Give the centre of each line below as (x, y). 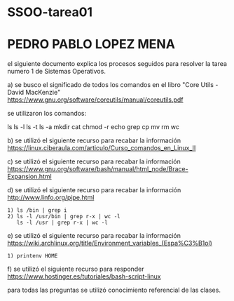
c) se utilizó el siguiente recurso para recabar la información (94, 161)
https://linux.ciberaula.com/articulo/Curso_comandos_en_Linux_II (102, 148)
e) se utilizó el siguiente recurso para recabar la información (94, 236)
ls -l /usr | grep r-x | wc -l (62, 223)
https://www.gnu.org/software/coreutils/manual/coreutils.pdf (95, 100)
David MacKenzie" (34, 93)
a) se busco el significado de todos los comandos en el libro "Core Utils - (113, 85)
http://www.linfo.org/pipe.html (51, 198)
